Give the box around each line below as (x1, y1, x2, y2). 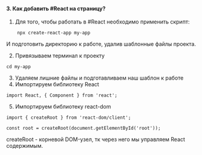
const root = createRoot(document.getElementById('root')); (6, 125, 161, 131)
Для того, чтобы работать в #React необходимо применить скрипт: (15, 18, 190, 25)
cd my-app (6, 64, 31, 70)
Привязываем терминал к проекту (15, 52, 105, 60)
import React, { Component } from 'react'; (6, 92, 118, 99)
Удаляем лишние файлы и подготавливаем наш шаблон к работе (15, 74, 184, 81)
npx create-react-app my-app (17, 30, 91, 36)
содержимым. (6, 142, 44, 150)
